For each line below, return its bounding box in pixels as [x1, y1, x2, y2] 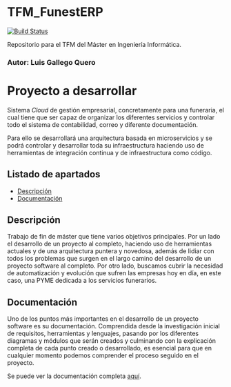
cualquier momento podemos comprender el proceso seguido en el [7, 351, 199, 359]
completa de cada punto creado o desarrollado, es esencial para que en [7, 344, 212, 353]
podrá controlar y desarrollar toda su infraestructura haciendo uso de [7, 141, 205, 149]
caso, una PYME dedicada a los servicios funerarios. [7, 277, 157, 285]
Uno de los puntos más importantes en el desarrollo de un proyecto [7, 315, 199, 323]
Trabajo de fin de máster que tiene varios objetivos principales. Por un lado [7, 232, 221, 241]
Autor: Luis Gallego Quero [7, 57, 96, 67]
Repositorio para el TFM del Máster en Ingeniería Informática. [7, 40, 181, 48]
